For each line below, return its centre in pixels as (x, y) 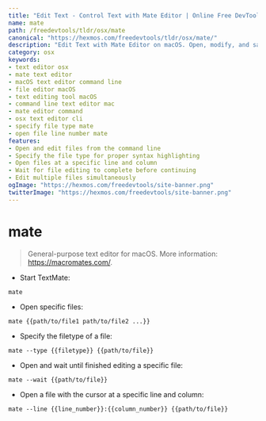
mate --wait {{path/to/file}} (58, 380)
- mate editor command (46, 112)
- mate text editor (40, 75)
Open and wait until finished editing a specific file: (101, 365)
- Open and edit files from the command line (84, 148)
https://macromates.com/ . (70, 262)
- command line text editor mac (61, 104)
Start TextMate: (45, 277)
